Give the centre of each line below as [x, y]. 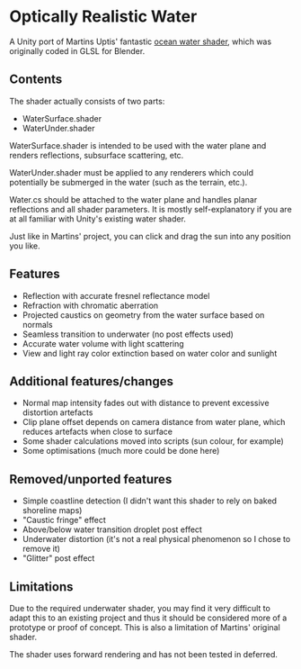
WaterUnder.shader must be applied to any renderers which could [132, 172]
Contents [36, 80]
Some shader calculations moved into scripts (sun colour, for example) [153, 441]
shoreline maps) [52, 511]
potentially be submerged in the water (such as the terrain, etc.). [128, 182]
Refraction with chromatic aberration [90, 305]
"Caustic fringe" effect [64, 520]
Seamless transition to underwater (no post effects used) [128, 334]
